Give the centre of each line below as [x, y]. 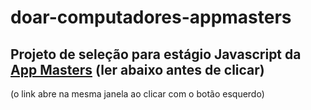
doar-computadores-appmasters [151, 17]
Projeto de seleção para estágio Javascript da [156, 54]
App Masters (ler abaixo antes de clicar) [137, 69]
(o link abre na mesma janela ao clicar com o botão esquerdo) [137, 94]
